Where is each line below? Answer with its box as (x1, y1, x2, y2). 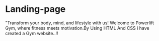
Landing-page (5, 3, 66, 15)
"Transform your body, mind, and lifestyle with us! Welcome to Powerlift (5, 20, 154, 26)
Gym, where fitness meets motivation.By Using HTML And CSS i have (5, 25, 149, 31)
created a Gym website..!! (5, 30, 59, 36)
